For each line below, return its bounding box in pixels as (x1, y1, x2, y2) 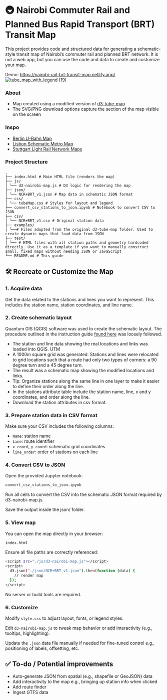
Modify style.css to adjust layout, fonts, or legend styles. (5, 615, 124, 621)
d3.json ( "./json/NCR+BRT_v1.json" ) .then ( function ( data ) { (9, 568, 135, 574)
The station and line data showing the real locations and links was (12, 340, 148, 346)
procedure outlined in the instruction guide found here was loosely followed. (5, 331, 162, 337)
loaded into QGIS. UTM (12, 346, 60, 352)
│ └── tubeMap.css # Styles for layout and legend (5, 201, 113, 206)
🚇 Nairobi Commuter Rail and (5, 5, 130, 16)
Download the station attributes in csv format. (12, 399, 107, 405)
